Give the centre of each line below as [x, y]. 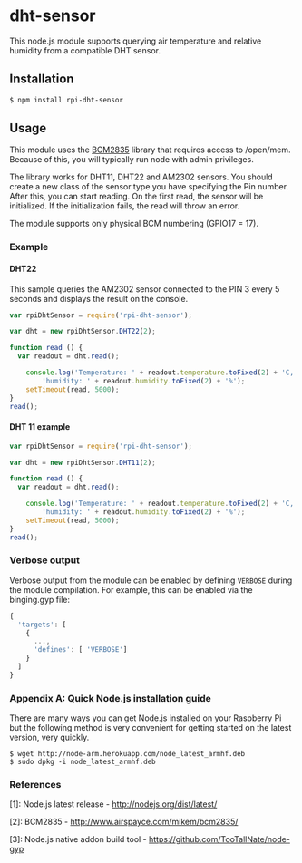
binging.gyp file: [40, 599]
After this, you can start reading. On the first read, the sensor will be [136, 197]
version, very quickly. [49, 737]
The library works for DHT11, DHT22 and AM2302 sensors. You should [141, 177]
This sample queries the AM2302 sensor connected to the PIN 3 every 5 [145, 289]
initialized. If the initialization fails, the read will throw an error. [125, 206]
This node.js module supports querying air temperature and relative [136, 41]
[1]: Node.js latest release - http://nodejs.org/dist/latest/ [113, 804]
